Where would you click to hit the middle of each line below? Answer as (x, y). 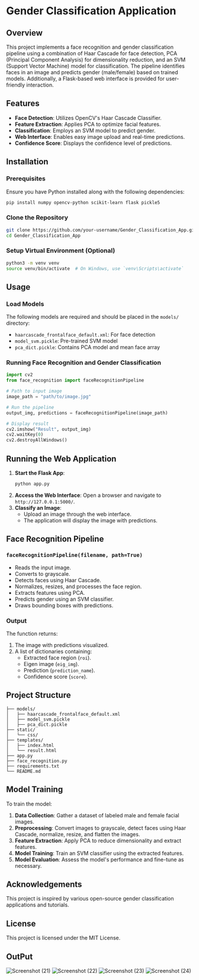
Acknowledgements (44, 884)
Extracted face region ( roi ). (57, 658)
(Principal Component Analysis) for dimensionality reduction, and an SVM (96, 60)
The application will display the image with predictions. (91, 520)
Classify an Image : (38, 508)
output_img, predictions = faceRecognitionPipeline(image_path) (87, 413)
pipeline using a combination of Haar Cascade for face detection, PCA (92, 53)
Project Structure (38, 695)
